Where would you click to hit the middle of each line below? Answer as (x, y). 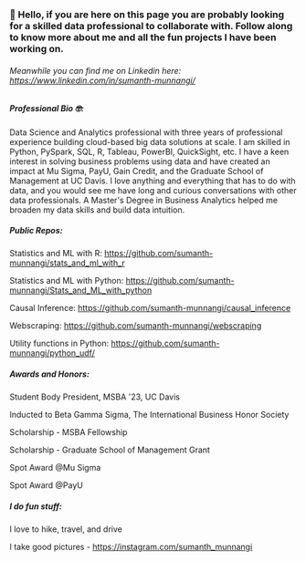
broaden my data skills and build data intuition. (97, 210)
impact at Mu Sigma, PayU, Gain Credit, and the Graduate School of (137, 171)
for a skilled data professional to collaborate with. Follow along (151, 26)
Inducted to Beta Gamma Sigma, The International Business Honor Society (149, 415)
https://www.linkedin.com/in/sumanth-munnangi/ (103, 80)
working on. (37, 48)
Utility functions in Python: (59, 343)
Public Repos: (36, 231)
